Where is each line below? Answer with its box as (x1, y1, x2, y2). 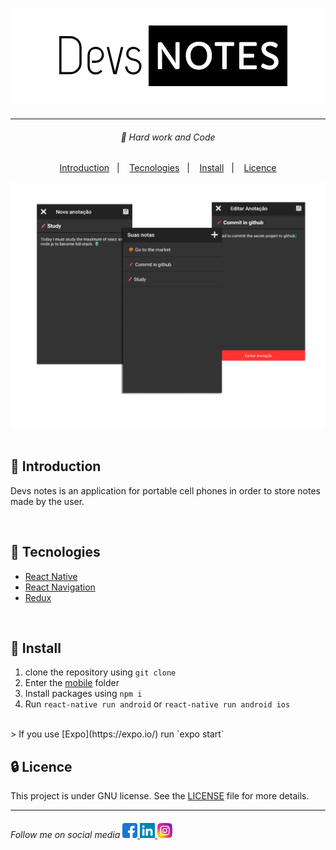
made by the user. (10, 495, 85, 507)
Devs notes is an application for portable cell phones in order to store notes (10, 484, 321, 497)
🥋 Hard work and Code (120, 131, 216, 143)
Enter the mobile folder (24, 677, 120, 689)
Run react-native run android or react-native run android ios (24, 698, 291, 710)
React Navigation (24, 581, 96, 593)
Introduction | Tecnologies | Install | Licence (59, 162, 277, 174)
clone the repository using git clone (24, 666, 177, 678)
